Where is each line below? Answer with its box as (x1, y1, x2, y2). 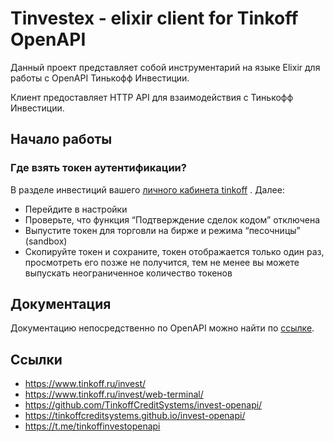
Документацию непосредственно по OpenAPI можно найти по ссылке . (10, 322, 315, 334)
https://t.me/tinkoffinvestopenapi (24, 420, 161, 432)
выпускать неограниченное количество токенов (24, 267, 233, 279)
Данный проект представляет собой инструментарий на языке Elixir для (10, 61, 321, 73)
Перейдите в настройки (24, 203, 128, 215)
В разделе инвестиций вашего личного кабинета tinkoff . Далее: (10, 183, 285, 196)
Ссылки (10, 351, 63, 368)
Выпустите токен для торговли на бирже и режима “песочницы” (24, 224, 301, 236)
